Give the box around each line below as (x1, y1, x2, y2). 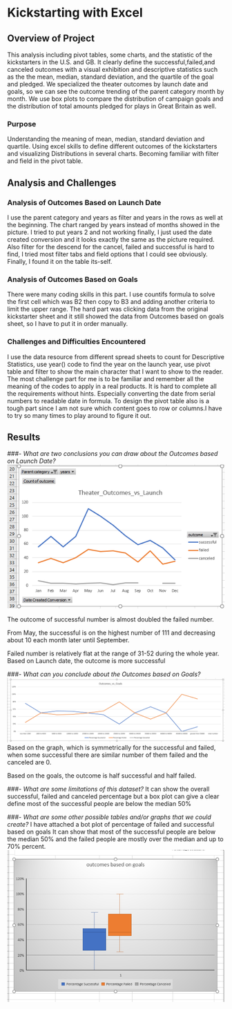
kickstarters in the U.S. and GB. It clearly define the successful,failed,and (7, 58, 215, 66)
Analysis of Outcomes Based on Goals (7, 274, 138, 284)
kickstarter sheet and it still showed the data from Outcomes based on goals (7, 312, 224, 320)
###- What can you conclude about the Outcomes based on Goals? (7, 670, 202, 678)
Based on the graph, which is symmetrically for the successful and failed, (7, 743, 216, 751)
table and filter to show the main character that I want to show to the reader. (7, 367, 224, 376)
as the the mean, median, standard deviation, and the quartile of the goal (7, 73, 214, 81)
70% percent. (7, 842, 46, 850)
